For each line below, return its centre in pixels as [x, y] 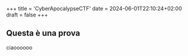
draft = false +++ [27, 15]
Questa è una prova [43, 33]
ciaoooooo [19, 47]
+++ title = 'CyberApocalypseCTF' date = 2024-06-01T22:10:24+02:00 [94, 9]
